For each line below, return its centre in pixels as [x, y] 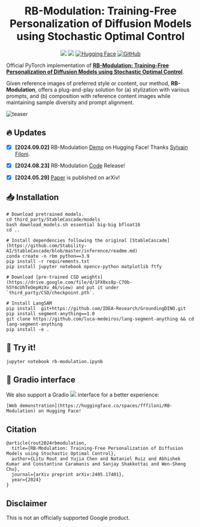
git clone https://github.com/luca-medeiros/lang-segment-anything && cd [100, 319]
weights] [92, 277]
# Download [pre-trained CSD [43, 277]
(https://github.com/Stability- [46, 246]
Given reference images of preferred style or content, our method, [88, 83]
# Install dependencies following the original [67, 240]
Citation [22, 429]
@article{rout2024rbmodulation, [46, 443]
